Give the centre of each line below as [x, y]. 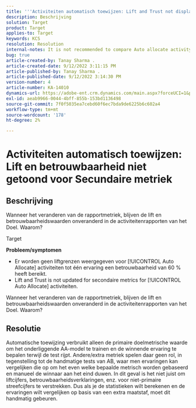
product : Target [26, 28]
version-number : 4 [28, 83]
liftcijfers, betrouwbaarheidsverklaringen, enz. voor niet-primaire [84, 380]
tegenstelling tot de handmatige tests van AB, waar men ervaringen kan [92, 361]
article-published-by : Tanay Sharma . [53, 71]
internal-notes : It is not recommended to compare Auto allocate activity [99, 50]
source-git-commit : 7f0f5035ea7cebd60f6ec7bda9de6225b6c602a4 [83, 104]
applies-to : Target [30, 33]
